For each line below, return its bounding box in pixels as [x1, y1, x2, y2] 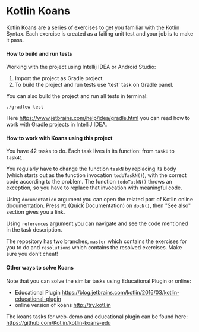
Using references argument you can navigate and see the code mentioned [6, 220, 188, 227]
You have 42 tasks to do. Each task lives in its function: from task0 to [6, 147, 175, 155]
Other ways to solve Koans [6, 264, 74, 271]
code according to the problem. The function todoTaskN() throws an [6, 178, 172, 185]
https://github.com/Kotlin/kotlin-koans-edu [6, 319, 111, 326]
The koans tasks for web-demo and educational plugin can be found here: [6, 313, 188, 320]
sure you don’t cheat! [6, 251, 58, 258]
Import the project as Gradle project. [14, 75, 104, 82]
